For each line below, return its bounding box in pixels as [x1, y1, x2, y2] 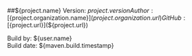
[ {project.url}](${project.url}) [7, 21, 88, 29]
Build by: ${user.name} [7, 34, 72, 42]
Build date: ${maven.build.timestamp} [7, 42, 114, 49]
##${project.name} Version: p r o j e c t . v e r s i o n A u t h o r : [7, 7, 153, 14]
